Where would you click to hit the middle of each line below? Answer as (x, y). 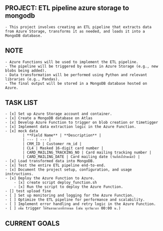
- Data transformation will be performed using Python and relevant (76, 75)
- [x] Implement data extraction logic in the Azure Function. (71, 127)
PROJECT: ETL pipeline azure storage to (67, 8)
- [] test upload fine (28, 191)
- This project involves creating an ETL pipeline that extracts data (78, 27)
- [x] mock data (21, 131)
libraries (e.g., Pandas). (32, 79)
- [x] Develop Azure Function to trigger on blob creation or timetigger (82, 123)
